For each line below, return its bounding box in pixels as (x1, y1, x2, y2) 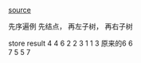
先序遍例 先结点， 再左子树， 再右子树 (8, 22, 133, 31)
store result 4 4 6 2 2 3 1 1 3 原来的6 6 (8, 38, 133, 48)
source (8, 6, 32, 14)
